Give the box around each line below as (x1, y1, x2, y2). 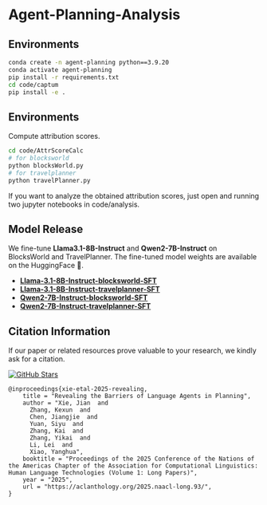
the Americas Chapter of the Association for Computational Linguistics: (8, 462, 259, 470)
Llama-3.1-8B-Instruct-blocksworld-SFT (19, 276, 157, 286)
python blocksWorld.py (8, 161, 84, 169)
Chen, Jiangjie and (29, 413, 98, 421)
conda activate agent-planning (8, 65, 112, 73)
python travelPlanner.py (8, 176, 91, 184)
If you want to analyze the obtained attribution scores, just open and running (8, 191, 260, 200)
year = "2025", (22, 476, 73, 484)
